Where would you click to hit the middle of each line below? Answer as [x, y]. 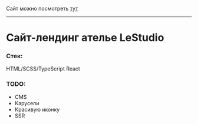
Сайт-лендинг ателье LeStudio [85, 38]
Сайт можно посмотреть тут [42, 9]
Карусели [27, 103]
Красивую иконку [37, 109]
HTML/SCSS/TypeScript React [43, 69]
